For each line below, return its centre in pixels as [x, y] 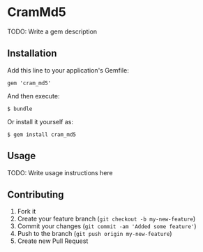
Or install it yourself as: [40, 121]
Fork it [27, 212]
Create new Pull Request [53, 241]
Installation [32, 53]
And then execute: [33, 96]
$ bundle [20, 109]
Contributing [36, 194]
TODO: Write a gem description [52, 31]
